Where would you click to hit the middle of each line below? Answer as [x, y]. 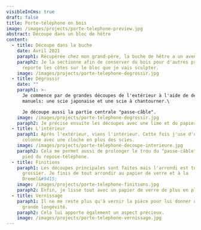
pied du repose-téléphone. [56, 157]
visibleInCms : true [31, 12]
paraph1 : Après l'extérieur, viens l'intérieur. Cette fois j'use [101, 135]
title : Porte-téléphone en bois [46, 23]
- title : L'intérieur [39, 129]
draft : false [22, 17]
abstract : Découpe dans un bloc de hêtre [59, 34]
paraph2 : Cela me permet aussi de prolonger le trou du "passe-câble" [107, 151]
